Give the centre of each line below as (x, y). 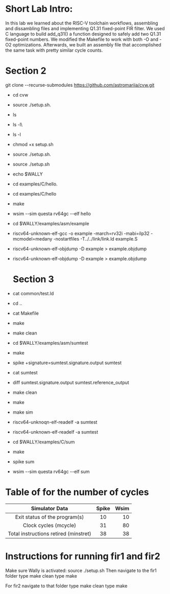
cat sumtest (25, 372)
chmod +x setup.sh (33, 144)
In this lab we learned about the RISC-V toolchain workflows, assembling (82, 23)
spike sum (23, 461)
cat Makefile (26, 313)
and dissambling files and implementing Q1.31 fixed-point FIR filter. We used (85, 28)
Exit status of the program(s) (50, 517)
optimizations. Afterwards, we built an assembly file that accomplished (87, 44)
